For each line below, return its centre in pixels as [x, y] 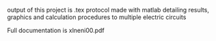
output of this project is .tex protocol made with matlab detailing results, [108, 10]
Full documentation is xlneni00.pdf [56, 30]
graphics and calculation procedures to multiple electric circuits [97, 17]
